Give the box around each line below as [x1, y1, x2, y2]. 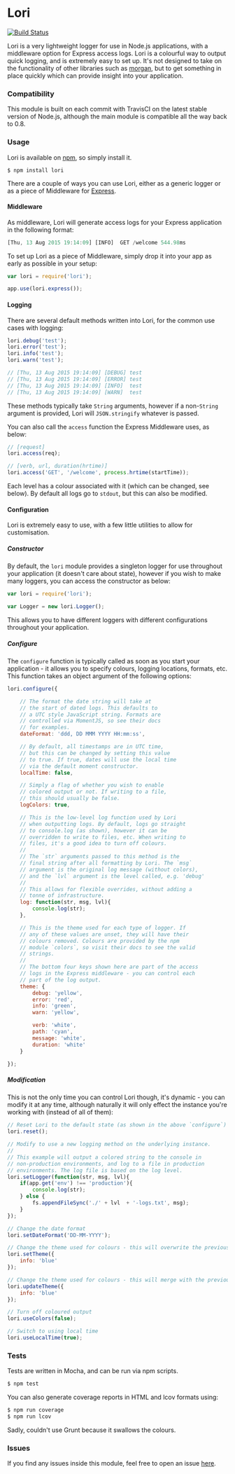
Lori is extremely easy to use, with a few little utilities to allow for [7, 521, 193, 530]
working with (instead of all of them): [7, 1108, 113, 1117]
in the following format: [7, 226, 74, 234]
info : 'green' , [32, 1003, 77, 1010]
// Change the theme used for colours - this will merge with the [7, 1276, 205, 1283]
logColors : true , [20, 801, 71, 808]
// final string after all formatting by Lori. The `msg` [20, 860, 192, 867]
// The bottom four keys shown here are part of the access [20, 963, 199, 971]
